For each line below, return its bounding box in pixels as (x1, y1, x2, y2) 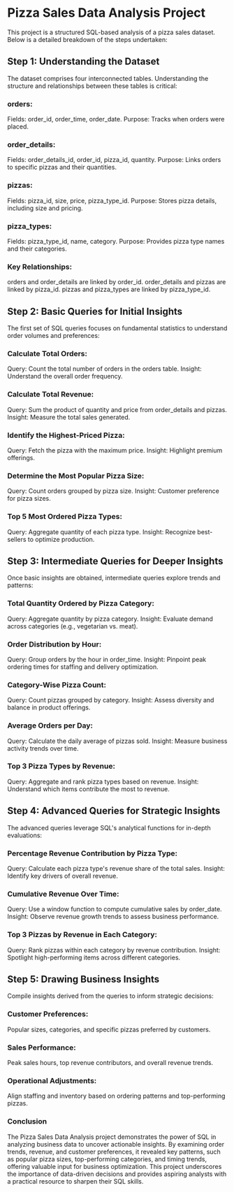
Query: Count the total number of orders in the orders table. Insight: (7, 365, 203, 373)
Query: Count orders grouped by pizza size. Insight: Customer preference (7, 487, 220, 495)
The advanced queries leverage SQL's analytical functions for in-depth (7, 823, 211, 832)
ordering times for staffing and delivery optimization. (7, 662, 159, 671)
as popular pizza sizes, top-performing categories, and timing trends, (7, 1154, 207, 1163)
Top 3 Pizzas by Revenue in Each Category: (7, 930, 157, 940)
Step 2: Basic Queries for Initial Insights (7, 305, 183, 317)
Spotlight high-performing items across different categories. (7, 953, 181, 962)
